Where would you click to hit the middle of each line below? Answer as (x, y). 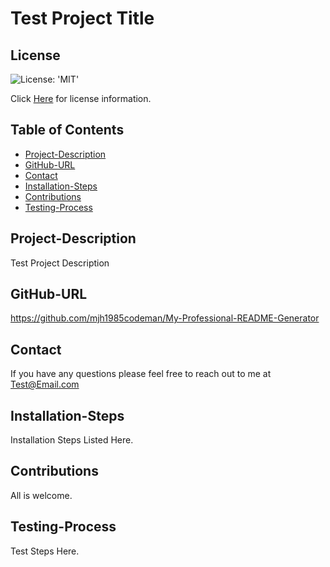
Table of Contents (67, 130)
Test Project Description (60, 263)
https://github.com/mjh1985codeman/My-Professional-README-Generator (165, 318)
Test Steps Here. (45, 551)
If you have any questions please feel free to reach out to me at (141, 374)
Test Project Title (82, 18)
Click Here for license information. (81, 98)
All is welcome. (41, 495)
